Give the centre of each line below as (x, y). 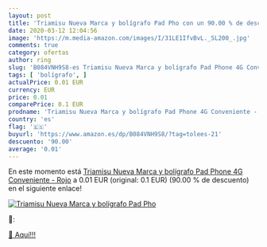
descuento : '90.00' (41, 141)
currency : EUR (32, 90)
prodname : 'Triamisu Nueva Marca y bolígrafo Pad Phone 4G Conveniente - (133, 112)
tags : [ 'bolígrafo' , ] (48, 75)
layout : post (30, 16)
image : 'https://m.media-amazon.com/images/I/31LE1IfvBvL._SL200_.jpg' (129, 38)
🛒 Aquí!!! (22, 235)
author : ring (30, 61)
